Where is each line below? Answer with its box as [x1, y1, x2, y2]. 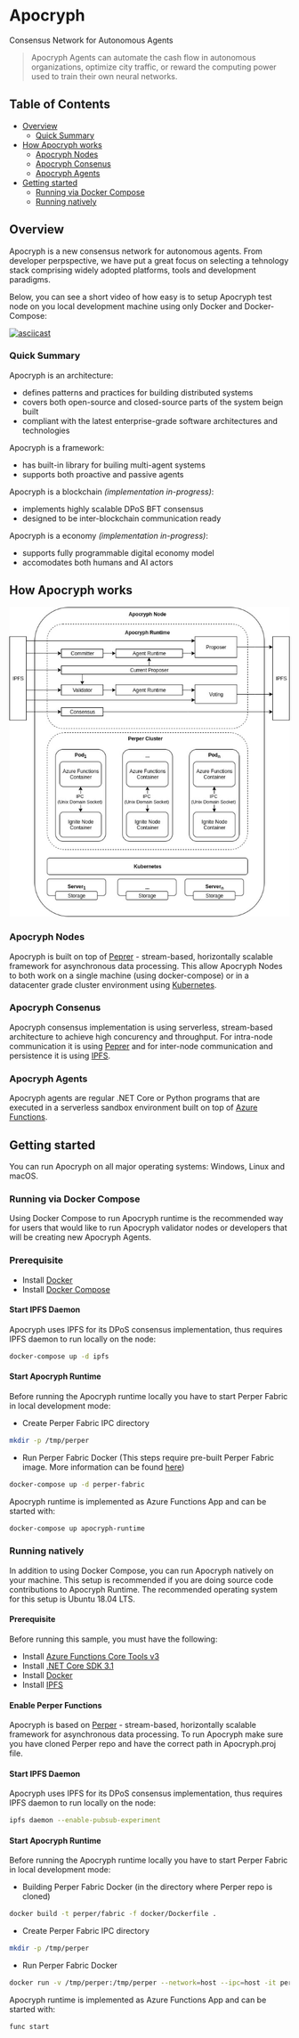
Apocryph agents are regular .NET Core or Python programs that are [9, 1093, 261, 1104]
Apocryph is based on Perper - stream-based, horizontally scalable [9, 1720, 256, 1731]
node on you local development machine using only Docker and [9, 300, 243, 312]
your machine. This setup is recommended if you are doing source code [9, 1574, 274, 1586]
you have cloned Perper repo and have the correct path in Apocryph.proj [9, 1739, 277, 1749]
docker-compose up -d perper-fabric [9, 1480, 145, 1488]
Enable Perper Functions [9, 1700, 102, 1710]
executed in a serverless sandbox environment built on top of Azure [9, 1102, 258, 1113]
